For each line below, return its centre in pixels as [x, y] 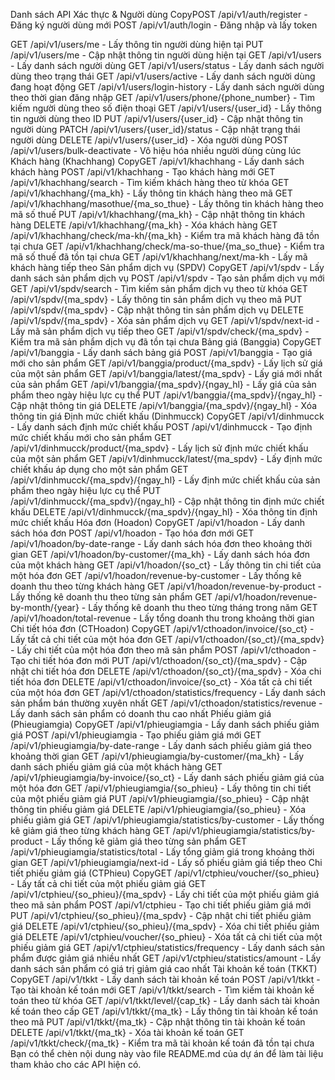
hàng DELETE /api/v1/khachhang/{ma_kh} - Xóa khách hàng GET [144, 225]
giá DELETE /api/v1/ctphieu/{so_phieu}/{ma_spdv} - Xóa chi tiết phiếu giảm [165, 926]
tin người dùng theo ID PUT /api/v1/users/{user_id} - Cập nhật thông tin [157, 118]
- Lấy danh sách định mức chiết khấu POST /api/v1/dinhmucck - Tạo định [161, 427]
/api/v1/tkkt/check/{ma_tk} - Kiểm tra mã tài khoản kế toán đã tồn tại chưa [162, 1043]
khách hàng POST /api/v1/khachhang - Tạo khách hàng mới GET [143, 172]
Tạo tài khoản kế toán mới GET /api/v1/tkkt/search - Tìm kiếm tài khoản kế [162, 990]
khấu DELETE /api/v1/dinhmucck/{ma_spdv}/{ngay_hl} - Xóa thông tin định [164, 512]
